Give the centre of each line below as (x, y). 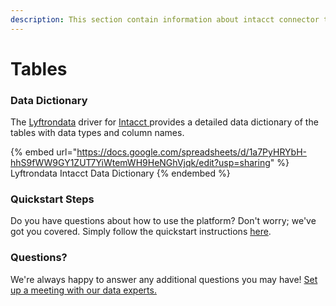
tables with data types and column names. (97, 133)
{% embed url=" (44, 152)
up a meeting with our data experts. (83, 290)
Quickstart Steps (52, 199)
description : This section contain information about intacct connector (165, 19)
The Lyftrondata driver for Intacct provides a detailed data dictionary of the (164, 122)
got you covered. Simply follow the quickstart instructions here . (141, 232)
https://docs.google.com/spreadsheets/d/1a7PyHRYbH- (191, 152)
